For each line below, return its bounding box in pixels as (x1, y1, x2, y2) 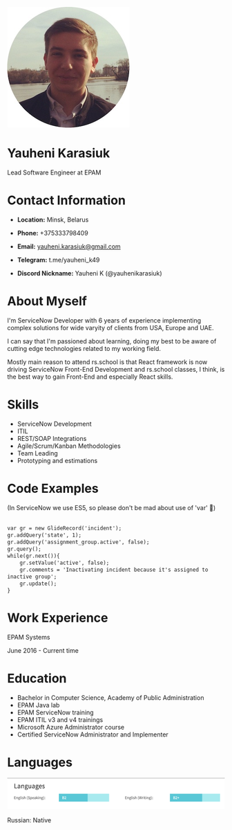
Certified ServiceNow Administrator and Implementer (17, 730, 169, 739)
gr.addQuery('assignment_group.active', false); (7, 539, 150, 545)
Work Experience (7, 610, 108, 626)
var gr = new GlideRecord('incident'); (7, 525, 122, 532)
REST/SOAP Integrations (17, 434, 87, 442)
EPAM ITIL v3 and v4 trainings (17, 715, 104, 723)
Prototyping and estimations (17, 456, 98, 464)
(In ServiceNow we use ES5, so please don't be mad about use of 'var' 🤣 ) (7, 503, 216, 512)
